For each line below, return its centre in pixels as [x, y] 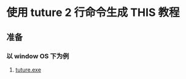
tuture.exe [28, 70]
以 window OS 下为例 [38, 56]
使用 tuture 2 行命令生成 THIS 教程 [93, 13]
